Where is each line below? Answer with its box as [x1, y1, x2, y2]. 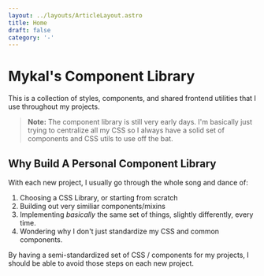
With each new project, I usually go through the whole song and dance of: [8, 178, 248, 187]
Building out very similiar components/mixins [19, 202, 165, 211]
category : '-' [8, 33, 55, 42]
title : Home [8, 19, 47, 27]
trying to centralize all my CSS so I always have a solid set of [27, 125, 225, 135]
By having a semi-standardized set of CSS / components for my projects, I [8, 250, 250, 259]
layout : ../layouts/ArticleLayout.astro [8, 11, 143, 20]
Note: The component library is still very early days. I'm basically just [27, 117, 253, 127]
